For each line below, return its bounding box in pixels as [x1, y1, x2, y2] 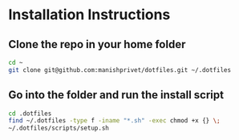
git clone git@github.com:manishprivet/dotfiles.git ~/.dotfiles [8, 66, 231, 74]
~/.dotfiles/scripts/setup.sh [8, 124, 110, 133]
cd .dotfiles [8, 110, 52, 118]
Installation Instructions [8, 6, 171, 24]
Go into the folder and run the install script [8, 88, 225, 102]
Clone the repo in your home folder [8, 38, 186, 51]
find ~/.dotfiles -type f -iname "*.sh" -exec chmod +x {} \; [8, 117, 221, 125]
